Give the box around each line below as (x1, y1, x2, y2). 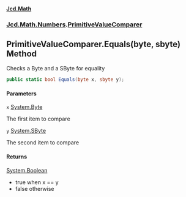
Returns (6, 153, 28, 160)
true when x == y (15, 178, 59, 186)
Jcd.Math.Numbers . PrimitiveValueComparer (6, 20, 143, 29)
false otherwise (15, 185, 54, 192)
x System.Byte (6, 103, 43, 111)
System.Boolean (6, 166, 48, 174)
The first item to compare (6, 115, 70, 122)
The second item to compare (6, 139, 80, 146)
